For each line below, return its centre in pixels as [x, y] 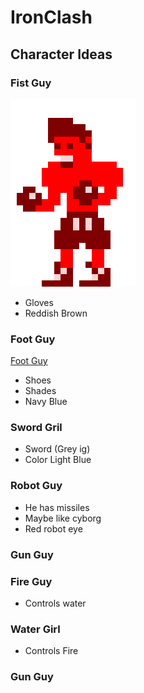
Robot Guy [36, 486]
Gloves [39, 302]
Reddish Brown [56, 313]
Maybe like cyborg [63, 518]
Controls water [55, 603]
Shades [40, 391]
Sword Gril [36, 428]
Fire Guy [31, 581]
